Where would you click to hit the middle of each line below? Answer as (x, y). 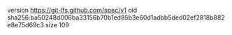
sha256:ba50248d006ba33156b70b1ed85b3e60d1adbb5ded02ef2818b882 (116, 17)
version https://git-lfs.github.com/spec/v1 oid (72, 10)
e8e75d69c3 (26, 25)
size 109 (57, 25)
